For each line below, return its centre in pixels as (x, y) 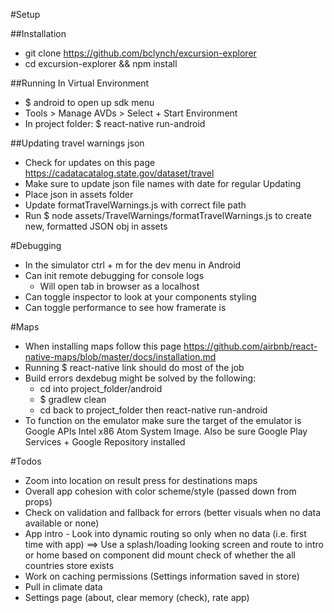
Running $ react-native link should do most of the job (134, 367)
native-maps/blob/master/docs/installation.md (120, 357)
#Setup (25, 14)
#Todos (26, 461)
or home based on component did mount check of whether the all (160, 555)
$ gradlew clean (73, 399)
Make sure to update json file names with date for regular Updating (163, 183)
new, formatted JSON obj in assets (96, 226)
